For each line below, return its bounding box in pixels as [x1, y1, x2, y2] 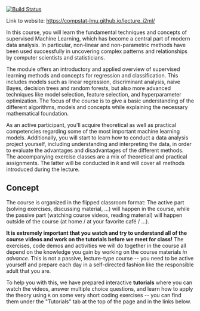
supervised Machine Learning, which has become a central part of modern [6, 35, 190, 42]
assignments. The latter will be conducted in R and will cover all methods [6, 160, 185, 166]
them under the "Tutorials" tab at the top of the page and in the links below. [6, 298, 192, 305]
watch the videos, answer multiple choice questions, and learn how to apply [6, 285, 193, 292]
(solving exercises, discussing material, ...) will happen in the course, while [6, 205, 190, 212]
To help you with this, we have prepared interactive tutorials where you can [6, 279, 193, 286]
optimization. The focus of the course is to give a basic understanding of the [6, 97, 195, 104]
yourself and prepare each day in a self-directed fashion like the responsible [6, 261, 194, 268]
